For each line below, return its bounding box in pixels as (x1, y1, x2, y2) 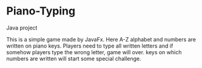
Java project (6, 24, 38, 31)
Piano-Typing (6, 4, 76, 18)
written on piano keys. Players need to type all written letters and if (6, 42, 173, 49)
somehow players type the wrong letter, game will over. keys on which (6, 48, 182, 55)
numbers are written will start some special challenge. (6, 55, 141, 62)
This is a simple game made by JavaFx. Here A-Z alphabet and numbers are (6, 36, 196, 43)
